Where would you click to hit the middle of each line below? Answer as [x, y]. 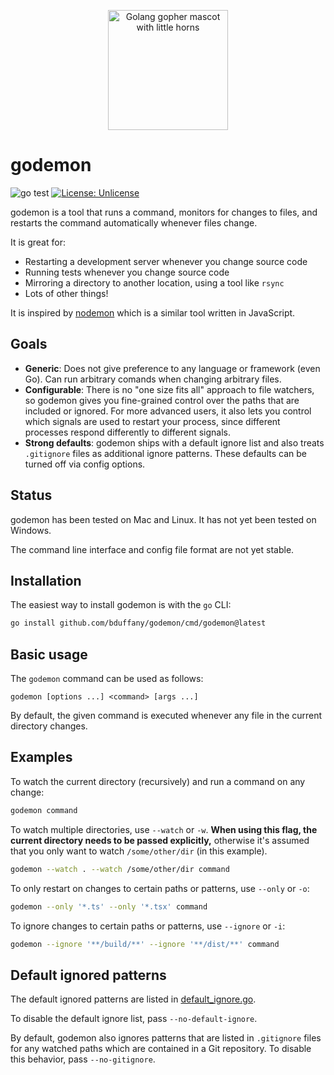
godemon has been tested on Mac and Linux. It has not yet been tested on [163, 519]
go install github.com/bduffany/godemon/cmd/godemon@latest [138, 623]
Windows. [31, 530]
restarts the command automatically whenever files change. [134, 222]
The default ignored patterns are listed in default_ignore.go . [133, 999]
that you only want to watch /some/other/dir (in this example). [139, 851]
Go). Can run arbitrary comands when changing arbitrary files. [153, 379]
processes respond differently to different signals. [128, 432]
